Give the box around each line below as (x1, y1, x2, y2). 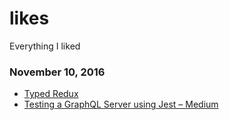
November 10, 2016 (9, 65, 106, 79)
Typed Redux (23, 88, 79, 100)
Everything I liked (9, 40, 81, 52)
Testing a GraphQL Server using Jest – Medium (23, 98, 219, 111)
